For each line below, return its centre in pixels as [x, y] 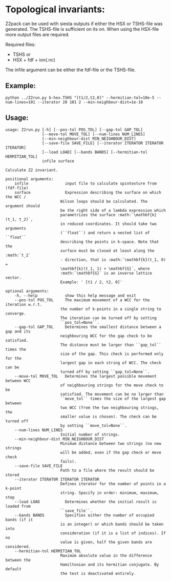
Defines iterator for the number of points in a [113, 484]
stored [12, 475]
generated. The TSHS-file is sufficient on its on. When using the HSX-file [82, 29]
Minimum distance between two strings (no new [111, 443]
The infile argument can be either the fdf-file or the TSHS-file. [70, 70]
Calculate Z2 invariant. [32, 170]
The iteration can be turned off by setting [109, 318]
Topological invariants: [55, 9]
